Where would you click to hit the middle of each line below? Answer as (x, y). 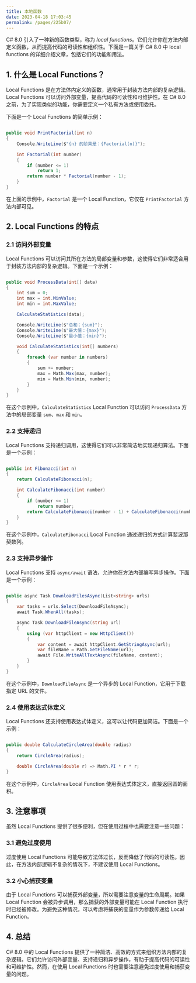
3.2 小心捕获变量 (30, 881)
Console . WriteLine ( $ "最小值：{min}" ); (62, 336)
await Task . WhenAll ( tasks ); (50, 612)
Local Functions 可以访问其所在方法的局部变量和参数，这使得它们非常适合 (95, 259)
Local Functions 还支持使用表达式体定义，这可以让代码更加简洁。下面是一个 (97, 721)
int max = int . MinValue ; (47, 298)
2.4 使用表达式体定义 (36, 707)
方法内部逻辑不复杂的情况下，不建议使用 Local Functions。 (92, 864)
